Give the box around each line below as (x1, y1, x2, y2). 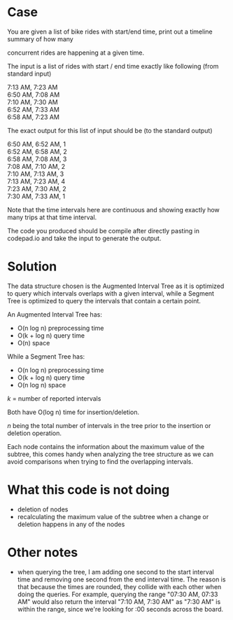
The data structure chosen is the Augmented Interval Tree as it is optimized (7, 282, 225, 290)
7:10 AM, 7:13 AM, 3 (7, 170, 64, 178)
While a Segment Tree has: (7, 352, 85, 361)
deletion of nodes (17, 505, 69, 514)
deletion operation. (7, 429, 62, 437)
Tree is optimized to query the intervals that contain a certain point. (7, 296, 202, 305)
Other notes (7, 544, 78, 560)
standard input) (7, 69, 52, 78)
